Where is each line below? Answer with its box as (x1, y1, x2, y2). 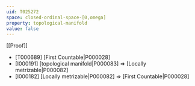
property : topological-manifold (6, 20, 87, 26)
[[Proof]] (6, 42, 28, 49)
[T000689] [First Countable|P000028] (14, 54, 111, 61)
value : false (6, 25, 39, 32)
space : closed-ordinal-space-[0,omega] (6, 14, 107, 20)
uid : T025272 (6, 8, 39, 15)
